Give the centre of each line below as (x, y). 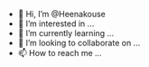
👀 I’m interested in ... (56, 24)
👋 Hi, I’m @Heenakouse (61, 14)
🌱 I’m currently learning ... (66, 33)
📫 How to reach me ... (60, 53)
